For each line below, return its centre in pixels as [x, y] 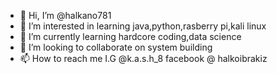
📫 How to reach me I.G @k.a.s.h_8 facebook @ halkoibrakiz [143, 58]
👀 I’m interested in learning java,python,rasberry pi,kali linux [143, 26]
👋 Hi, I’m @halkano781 [65, 15]
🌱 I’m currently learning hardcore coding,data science [130, 36]
